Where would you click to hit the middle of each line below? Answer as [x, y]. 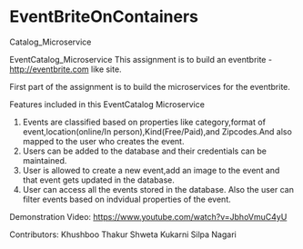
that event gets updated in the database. [99, 180]
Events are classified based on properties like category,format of [144, 122]
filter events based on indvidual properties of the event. [126, 199]
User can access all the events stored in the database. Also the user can [158, 189]
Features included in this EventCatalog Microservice [107, 104]
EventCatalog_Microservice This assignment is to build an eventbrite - [141, 59]
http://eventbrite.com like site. [66, 69]
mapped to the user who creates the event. [103, 141]
